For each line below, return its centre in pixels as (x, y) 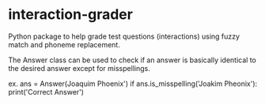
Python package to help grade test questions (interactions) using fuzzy (124, 36)
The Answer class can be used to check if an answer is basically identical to (132, 60)
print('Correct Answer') (46, 91)
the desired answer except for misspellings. (79, 68)
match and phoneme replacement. (64, 44)
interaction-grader (70, 15)
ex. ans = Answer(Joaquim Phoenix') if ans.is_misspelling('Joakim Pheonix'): (133, 84)
